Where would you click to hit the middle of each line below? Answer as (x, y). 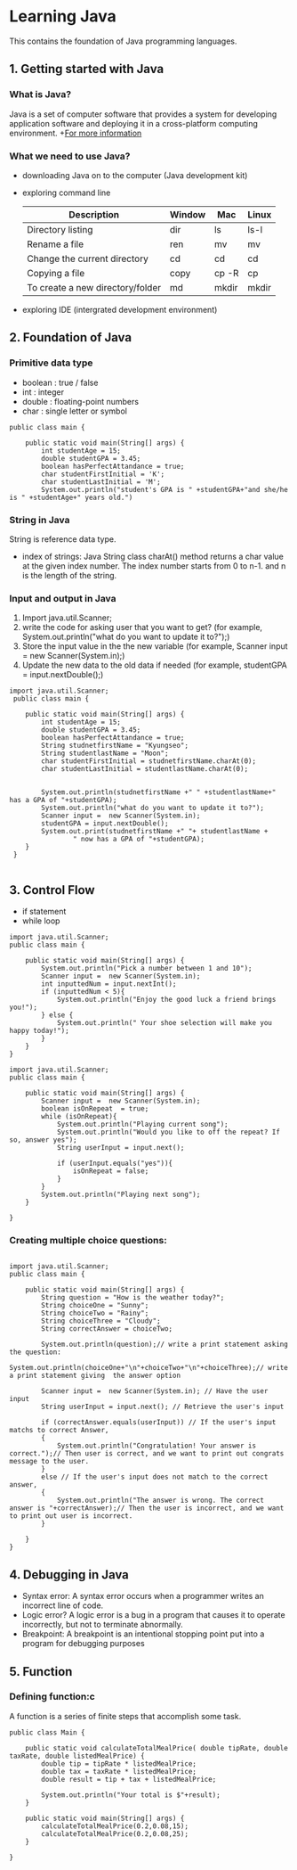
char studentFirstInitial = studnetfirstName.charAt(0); (148, 761)
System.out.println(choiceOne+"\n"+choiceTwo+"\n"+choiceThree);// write (149, 1368)
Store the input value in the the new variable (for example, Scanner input (155, 646)
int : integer (43, 392)
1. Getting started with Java (87, 69)
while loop (41, 921)
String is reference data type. (63, 539)
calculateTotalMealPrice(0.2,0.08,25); (115, 1833)
